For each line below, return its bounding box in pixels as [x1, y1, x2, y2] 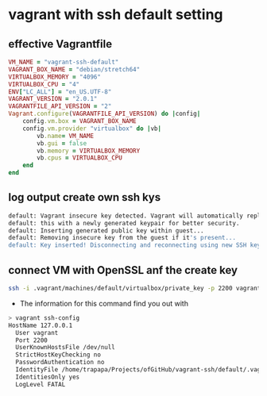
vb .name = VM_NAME [37, 132, 94, 140]
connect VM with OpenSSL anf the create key [8, 263, 238, 277]
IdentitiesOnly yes [15, 373, 80, 381]
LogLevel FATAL [15, 380, 66, 388]
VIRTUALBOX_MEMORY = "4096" [8, 73, 102, 81]
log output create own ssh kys [8, 190, 161, 204]
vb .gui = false [37, 139, 87, 148]
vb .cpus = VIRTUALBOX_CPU [37, 154, 123, 162]
